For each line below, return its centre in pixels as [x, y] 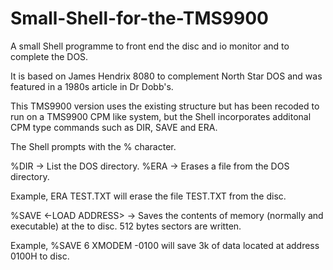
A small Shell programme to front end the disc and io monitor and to [150, 46]
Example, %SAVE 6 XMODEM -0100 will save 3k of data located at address [165, 245]
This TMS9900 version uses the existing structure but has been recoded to [165, 106]
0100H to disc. [40, 256]
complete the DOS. [49, 56]
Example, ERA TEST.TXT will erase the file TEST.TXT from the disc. [148, 196]
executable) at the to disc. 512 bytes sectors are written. [126, 226]
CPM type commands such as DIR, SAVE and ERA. [114, 127]
